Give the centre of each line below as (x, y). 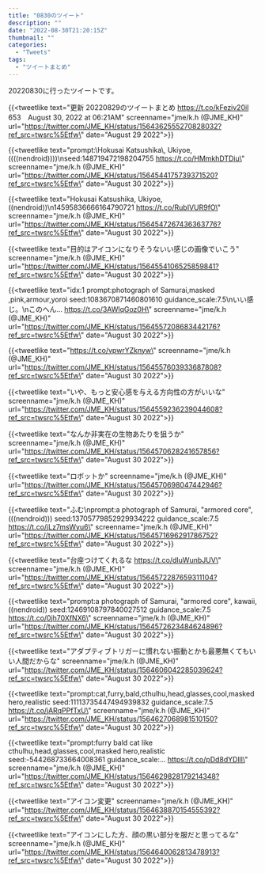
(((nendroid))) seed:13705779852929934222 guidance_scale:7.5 (114, 518)
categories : (28, 45)
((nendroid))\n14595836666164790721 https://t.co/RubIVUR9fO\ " (115, 207)
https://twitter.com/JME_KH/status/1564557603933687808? (123, 367)
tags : (17, 60)
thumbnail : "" (32, 38)
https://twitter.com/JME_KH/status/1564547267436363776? (123, 224)
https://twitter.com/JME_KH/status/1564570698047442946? (123, 484)
